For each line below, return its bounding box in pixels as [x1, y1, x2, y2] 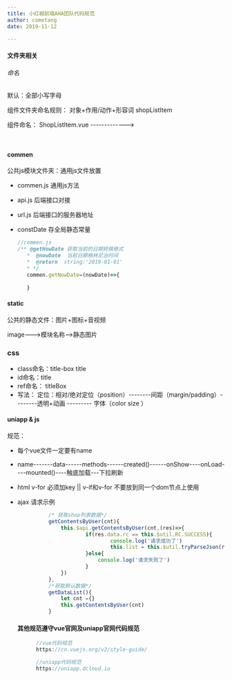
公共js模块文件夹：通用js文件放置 [7, 167, 101, 175]
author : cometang [7, 17, 57, 24]
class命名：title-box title [17, 364, 86, 372]
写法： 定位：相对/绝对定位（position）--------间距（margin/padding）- [17, 390, 223, 399]
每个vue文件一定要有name [17, 446, 93, 455]
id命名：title [17, 373, 52, 381]
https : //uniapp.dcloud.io [35, 665, 110, 672]
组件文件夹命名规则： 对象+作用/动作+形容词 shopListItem [7, 106, 173, 114]
